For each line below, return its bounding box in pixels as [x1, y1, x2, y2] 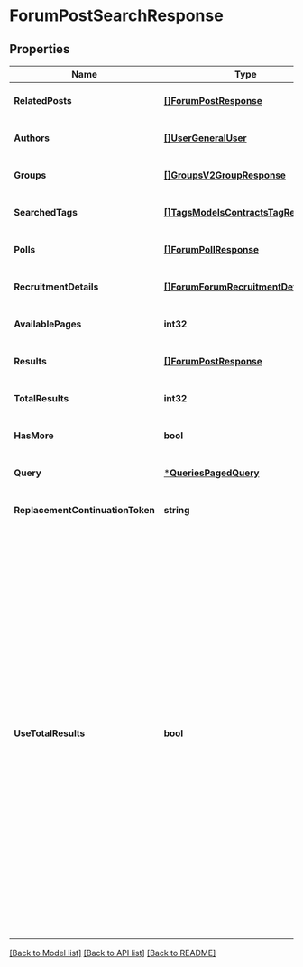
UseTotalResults [14, 727, 86, 740]
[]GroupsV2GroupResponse [163, 169, 287, 181]
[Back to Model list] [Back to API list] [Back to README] [9, 948, 216, 958]
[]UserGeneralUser [163, 132, 247, 144]
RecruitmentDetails [14, 281, 99, 293]
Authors [14, 132, 50, 144]
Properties [9, 41, 70, 57]
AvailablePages [14, 318, 82, 330]
